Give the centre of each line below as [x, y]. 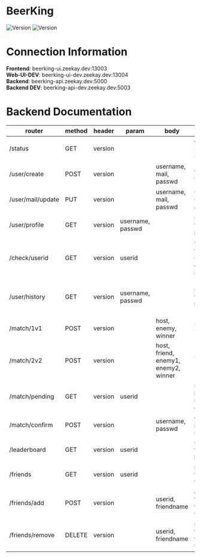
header [104, 131]
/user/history [27, 297]
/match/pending [32, 396]
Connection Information [67, 52]
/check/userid [29, 258]
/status [19, 148]
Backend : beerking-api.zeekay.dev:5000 [57, 81]
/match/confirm [31, 425]
